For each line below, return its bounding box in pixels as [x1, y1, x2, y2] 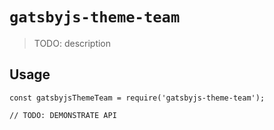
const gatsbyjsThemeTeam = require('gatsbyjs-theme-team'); [9, 93, 266, 103]
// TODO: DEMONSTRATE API [9, 110, 117, 120]
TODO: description [33, 37, 112, 49]
